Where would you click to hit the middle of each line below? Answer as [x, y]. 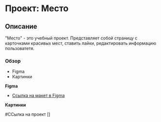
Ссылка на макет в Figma [38, 96]
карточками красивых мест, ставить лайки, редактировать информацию [81, 43]
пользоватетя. [20, 48]
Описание [21, 26]
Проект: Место [37, 9]
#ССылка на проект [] [28, 114]
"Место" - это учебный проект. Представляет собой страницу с [71, 38]
